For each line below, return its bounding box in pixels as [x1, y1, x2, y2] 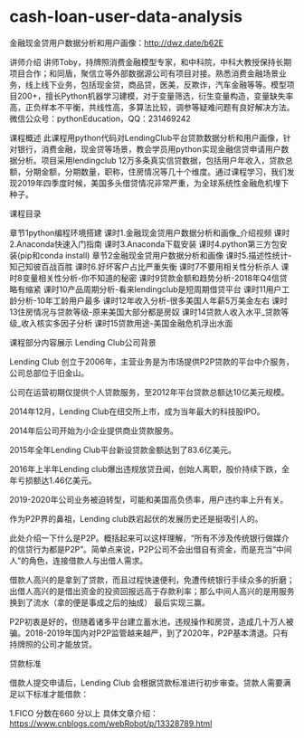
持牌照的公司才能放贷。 [9, 639, 97, 649]
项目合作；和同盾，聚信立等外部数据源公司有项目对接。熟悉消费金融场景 [9, 68, 279, 79]
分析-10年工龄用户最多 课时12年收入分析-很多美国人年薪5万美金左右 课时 [16, 295, 288, 306]
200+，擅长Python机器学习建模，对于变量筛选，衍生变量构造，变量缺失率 [16, 90, 294, 101]
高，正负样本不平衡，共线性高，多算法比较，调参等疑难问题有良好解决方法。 [9, 101, 295, 112]
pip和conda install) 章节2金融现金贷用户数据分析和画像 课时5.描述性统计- [20, 250, 292, 260]
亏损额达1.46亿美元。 [16, 475, 97, 486]
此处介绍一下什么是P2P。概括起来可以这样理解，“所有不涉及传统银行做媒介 [9, 532, 290, 544]
